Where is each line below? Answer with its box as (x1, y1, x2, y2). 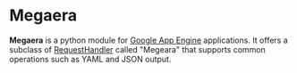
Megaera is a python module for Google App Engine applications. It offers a (9, 35, 288, 45)
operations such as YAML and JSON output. (9, 53, 172, 64)
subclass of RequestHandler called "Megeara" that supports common (9, 44, 266, 54)
